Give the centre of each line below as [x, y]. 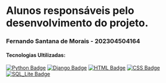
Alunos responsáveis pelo [70, 11]
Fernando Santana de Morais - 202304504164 [73, 41]
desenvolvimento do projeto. [77, 23]
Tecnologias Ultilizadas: [36, 55]
